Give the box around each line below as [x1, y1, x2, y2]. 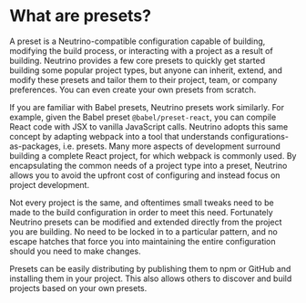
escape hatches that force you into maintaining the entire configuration [9, 235, 276, 246]
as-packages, [9, 141, 61, 151]
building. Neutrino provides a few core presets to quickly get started [9, 55, 266, 66]
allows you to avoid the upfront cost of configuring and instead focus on [9, 170, 280, 181]
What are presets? [9, 5, 152, 26]
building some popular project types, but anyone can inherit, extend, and [9, 65, 282, 76]
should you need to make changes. [9, 246, 141, 256]
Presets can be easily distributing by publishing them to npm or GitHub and [9, 263, 291, 274]
